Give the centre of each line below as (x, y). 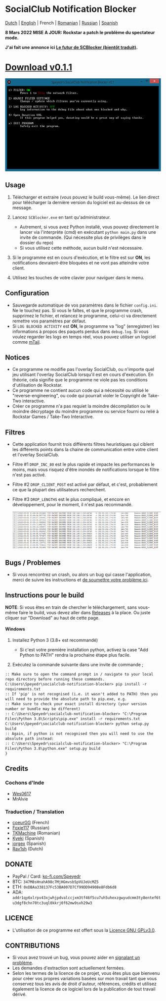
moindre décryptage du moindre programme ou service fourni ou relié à (85, 412)
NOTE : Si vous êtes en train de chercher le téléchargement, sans (71, 607)
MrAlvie (20, 799)
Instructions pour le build (45, 595)
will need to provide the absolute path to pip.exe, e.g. (66, 699)
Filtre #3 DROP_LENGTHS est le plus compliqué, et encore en (71, 499)
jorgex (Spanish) (29, 843)
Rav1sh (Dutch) (28, 848)
